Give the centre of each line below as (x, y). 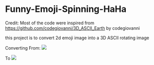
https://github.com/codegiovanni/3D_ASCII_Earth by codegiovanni (73, 28)
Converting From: (23, 48)
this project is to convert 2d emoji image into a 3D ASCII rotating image (77, 38)
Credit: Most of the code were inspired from (50, 23)
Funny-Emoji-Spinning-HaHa (66, 9)
